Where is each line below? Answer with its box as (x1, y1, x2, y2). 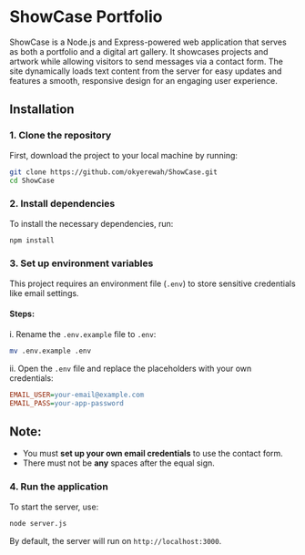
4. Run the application (9, 480, 109, 493)
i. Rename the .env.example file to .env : (9, 329, 157, 340)
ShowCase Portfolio (9, 6, 163, 27)
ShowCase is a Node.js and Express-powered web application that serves (9, 36, 287, 47)
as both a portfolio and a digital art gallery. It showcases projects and (9, 46, 269, 57)
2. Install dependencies (9, 198, 116, 211)
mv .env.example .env (9, 346, 92, 356)
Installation (9, 102, 75, 118)
